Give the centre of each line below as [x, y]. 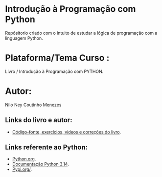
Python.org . [24, 159]
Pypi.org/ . [22, 169]
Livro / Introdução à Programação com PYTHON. [54, 71]
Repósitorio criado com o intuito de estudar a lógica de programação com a [81, 33]
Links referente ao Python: [46, 147]
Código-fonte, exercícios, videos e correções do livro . [67, 132]
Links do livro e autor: [39, 120]
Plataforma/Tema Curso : [57, 58]
